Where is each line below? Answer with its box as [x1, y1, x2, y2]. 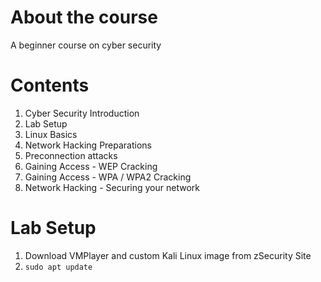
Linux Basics [24, 128, 78, 140]
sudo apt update [24, 262, 93, 272]
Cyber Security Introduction [24, 107, 140, 119]
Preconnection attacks [24, 149, 118, 161]
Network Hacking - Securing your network [24, 181, 200, 193]
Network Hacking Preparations [24, 139, 153, 151]
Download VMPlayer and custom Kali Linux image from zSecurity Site [24, 249, 312, 261]
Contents [10, 74, 90, 97]
